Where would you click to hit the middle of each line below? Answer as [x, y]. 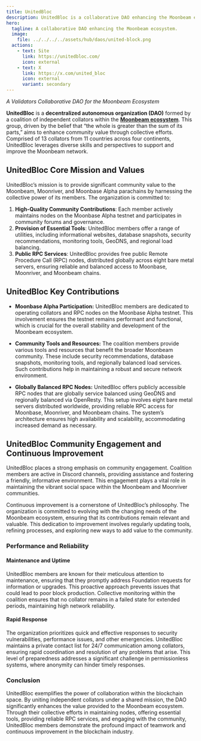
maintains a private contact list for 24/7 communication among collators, [95, 646]
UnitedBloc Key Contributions [63, 292]
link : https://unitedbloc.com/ [61, 56]
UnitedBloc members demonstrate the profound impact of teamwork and [96, 725]
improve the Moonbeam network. [47, 151]
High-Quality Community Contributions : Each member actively [94, 209]
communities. [23, 494]
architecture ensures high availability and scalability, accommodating [100, 419]
